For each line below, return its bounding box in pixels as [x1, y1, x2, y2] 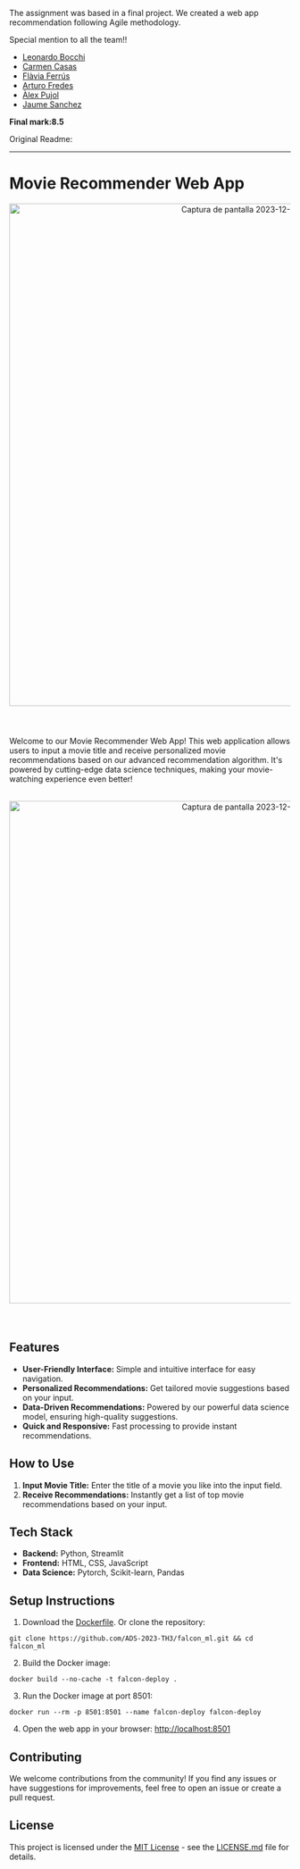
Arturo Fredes [21, 80, 74, 90]
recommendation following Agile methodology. [9, 17, 181, 28]
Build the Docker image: [21, 1657, 112, 1669]
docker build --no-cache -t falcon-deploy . [9, 1675, 178, 1684]
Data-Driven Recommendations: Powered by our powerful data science [21, 1402, 290, 1412]
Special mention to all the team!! [9, 35, 128, 45]
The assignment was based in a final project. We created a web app [9, 8, 259, 18]
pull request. [9, 1792, 55, 1803]
